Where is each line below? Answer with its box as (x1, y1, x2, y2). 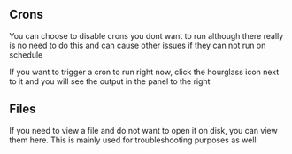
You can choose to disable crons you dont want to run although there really (9, 30, 284, 41)
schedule (9, 49, 43, 60)
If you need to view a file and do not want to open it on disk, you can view (9, 125, 278, 135)
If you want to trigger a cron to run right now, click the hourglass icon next (9, 66, 280, 77)
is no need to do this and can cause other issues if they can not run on (9, 40, 266, 50)
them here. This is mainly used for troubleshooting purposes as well (9, 135, 257, 145)
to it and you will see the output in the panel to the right (9, 75, 211, 87)
